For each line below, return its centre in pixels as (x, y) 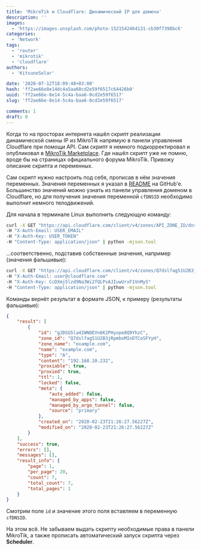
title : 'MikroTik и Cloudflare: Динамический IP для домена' (84, 12)
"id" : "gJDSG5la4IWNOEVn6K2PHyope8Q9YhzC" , (93, 333)
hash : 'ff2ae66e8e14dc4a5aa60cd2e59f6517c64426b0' (71, 89)
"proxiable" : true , (62, 366)
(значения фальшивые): (36, 260)
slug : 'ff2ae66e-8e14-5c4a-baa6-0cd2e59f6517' (65, 101)
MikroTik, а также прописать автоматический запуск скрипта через (93, 536)
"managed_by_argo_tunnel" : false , (92, 405)
